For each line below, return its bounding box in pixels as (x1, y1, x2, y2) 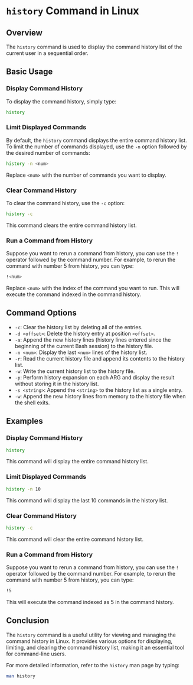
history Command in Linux (6, 4, 140, 18)
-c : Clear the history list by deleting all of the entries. (14, 323, 143, 330)
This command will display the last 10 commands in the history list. (6, 496, 168, 504)
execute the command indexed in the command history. (6, 291, 142, 298)
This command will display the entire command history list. (6, 458, 149, 465)
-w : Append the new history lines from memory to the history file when (14, 392, 186, 400)
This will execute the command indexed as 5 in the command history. (6, 598, 174, 605)
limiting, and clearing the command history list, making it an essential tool (6, 644, 185, 651)
